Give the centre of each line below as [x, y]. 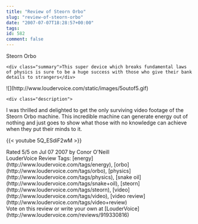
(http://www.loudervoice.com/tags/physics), [60, 177]
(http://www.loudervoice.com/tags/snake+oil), [63, 183]
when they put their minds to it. [44, 129]
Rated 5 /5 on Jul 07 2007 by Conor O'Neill [58, 152]
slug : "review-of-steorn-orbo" [45, 17]
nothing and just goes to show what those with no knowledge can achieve [97, 123]
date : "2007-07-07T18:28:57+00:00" [50, 23]
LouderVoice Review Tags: [39, 158]
